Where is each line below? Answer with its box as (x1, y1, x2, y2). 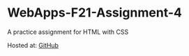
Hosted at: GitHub (7, 41, 59, 49)
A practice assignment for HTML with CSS (7, 28, 129, 36)
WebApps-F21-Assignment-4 (7, 5, 183, 21)
